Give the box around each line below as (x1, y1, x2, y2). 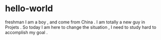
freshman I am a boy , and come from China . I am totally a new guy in (5, 19, 145, 25)
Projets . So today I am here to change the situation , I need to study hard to (5, 24, 157, 30)
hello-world (5, 3, 54, 14)
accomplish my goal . (5, 29, 48, 35)
